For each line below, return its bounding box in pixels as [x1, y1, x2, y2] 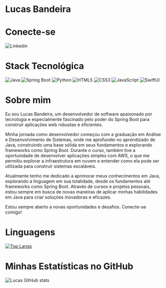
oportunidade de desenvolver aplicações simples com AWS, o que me [5, 152, 150, 158]
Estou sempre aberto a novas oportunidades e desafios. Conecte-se [5, 204, 146, 209]
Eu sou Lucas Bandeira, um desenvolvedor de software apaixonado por [5, 111, 152, 117]
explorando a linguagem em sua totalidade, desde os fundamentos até [5, 178, 150, 184]
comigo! [5, 209, 22, 215]
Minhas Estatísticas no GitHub [5, 261, 133, 272]
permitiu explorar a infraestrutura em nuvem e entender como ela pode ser [5, 158, 159, 163]
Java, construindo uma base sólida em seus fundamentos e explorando [5, 142, 152, 148]
